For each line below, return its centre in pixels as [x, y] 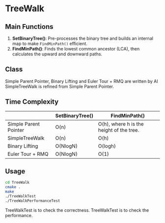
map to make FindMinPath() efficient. [50, 44]
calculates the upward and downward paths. [57, 54]
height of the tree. [119, 130]
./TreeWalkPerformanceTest [33, 201]
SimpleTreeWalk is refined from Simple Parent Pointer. [60, 86]
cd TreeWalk [17, 183]
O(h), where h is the [121, 124]
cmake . [13, 187]
